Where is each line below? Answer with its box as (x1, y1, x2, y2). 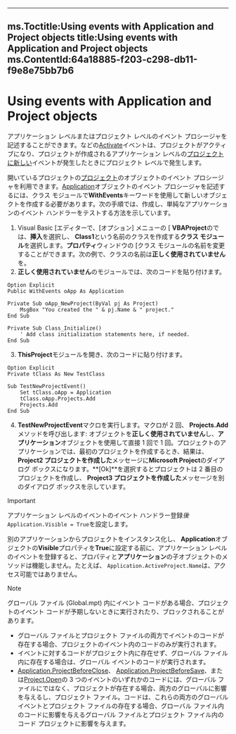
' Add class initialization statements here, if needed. (20, 331, 190, 338)
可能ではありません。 (19, 570, 81, 578)
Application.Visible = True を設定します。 (7, 520, 132, 528)
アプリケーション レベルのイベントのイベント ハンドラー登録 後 (7, 511, 190, 520)
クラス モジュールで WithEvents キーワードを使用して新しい (31, 191, 204, 199)
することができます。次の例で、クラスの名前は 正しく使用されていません (17, 250, 226, 259)
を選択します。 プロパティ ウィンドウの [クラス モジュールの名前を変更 (23, 241, 225, 250)
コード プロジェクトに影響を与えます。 (17, 719, 130, 728)
